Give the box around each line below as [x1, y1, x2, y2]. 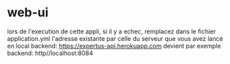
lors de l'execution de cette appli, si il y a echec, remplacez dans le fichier [7, 27, 216, 35]
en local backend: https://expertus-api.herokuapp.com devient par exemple [7, 42, 221, 50]
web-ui [7, 5, 49, 20]
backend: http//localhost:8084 [7, 49, 94, 57]
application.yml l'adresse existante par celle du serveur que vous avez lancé [7, 34, 223, 42]
